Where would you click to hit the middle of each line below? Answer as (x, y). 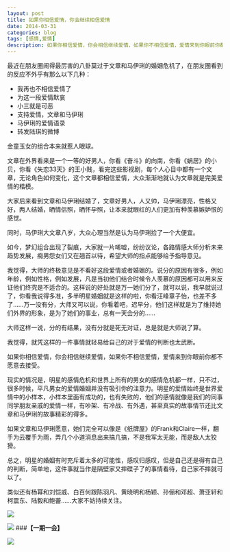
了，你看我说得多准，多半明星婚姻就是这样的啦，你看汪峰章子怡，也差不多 (112, 296)
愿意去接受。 (25, 365)
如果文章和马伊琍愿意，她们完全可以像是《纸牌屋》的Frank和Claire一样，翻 (113, 428)
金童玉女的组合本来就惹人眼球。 (52, 146)
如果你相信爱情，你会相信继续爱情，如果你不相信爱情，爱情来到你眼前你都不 (115, 356)
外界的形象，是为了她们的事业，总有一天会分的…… (84, 313)
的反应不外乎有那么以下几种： (49, 74)
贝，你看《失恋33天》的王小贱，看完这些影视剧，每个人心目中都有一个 (107, 169)
